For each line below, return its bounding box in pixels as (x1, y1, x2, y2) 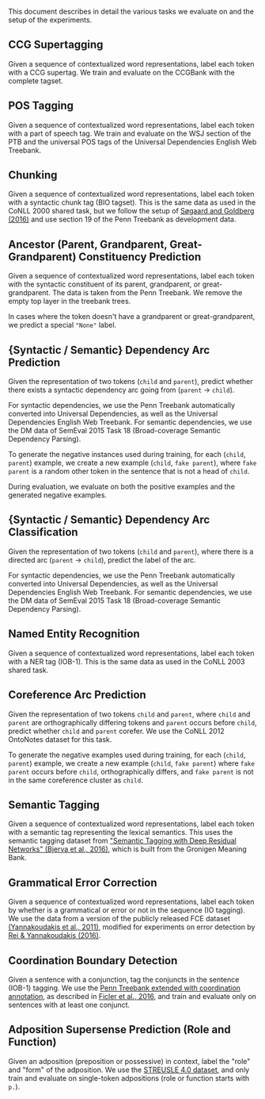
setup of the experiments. (8, 15, 93, 25)
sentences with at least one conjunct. (8, 1000, 131, 1009)
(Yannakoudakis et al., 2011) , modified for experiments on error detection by (8, 922, 256, 932)
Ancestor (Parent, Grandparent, (8, 237, 168, 251)
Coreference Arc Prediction (8, 688, 146, 701)
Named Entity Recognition (8, 627, 140, 641)
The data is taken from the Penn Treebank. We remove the (52, 288, 243, 298)
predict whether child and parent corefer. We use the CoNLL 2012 (8, 726, 225, 736)
